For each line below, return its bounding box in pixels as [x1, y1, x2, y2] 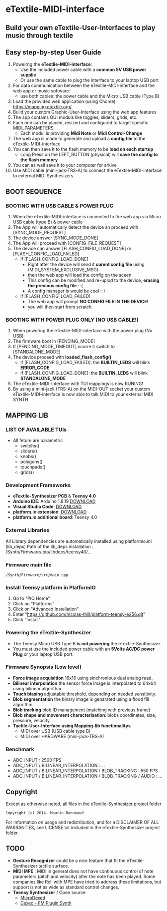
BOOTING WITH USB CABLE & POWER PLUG [5, 202, 114, 209]
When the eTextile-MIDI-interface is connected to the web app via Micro [12, 214, 161, 220]
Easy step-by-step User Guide [5, 48, 101, 56]
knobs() [20, 454, 37, 459]
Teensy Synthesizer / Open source [12, 889, 86, 895]
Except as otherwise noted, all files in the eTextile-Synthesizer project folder [5, 801, 162, 807]
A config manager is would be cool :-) [27, 288, 105, 294]
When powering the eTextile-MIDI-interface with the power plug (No [12, 328, 153, 334]
